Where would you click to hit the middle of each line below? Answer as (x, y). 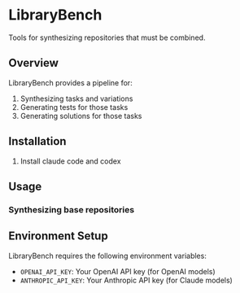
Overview (34, 63)
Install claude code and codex (70, 161)
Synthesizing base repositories (72, 209)
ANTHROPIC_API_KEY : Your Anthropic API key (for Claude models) (127, 280)
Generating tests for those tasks (74, 107)
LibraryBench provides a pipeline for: (70, 82)
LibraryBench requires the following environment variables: (108, 256)
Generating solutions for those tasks (81, 116)
